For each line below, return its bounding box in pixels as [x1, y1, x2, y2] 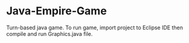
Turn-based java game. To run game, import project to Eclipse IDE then [6, 24, 183, 31]
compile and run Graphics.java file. [6, 30, 93, 37]
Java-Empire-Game [6, 4, 107, 18]
